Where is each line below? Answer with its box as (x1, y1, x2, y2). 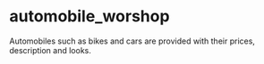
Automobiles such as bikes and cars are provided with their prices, (9, 36, 255, 46)
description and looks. (9, 44, 91, 55)
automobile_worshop (9, 6, 170, 27)
